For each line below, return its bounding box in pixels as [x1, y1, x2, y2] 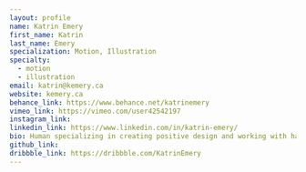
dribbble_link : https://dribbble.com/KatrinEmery [9, 148, 202, 157]
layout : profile [9, 13, 71, 23]
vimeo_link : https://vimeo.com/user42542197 [9, 106, 181, 116]
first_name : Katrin [9, 30, 84, 39]
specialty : [9, 56, 51, 65]
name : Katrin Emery [9, 22, 84, 31]
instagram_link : [9, 115, 71, 124]
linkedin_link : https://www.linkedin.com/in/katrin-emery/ [9, 124, 239, 133]
